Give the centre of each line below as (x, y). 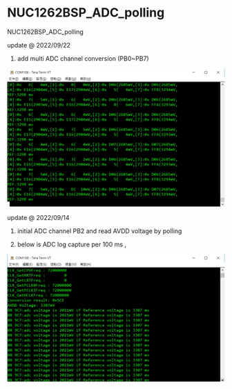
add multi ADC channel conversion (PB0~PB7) (83, 58)
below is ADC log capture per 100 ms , (71, 245)
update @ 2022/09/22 (39, 45)
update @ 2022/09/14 (39, 218)
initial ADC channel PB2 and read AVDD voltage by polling (99, 231)
